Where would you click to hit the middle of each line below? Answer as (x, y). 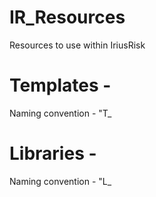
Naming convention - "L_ (60, 181)
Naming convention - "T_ (60, 113)
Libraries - (53, 153)
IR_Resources (67, 17)
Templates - (60, 85)
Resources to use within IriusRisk (77, 45)
